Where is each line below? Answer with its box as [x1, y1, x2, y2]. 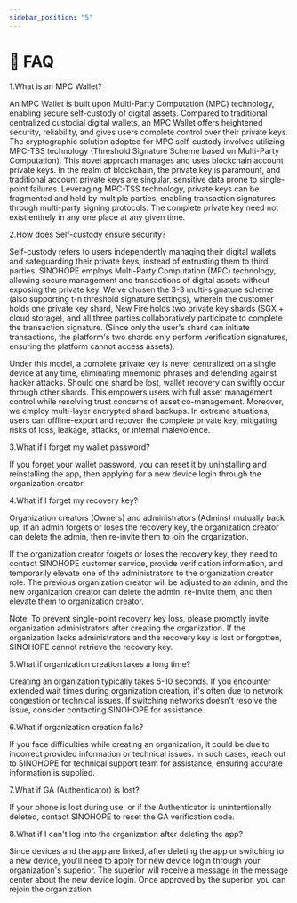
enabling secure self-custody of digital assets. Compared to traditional [9, 108, 268, 118]
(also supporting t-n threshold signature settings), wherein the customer [9, 293, 274, 304]
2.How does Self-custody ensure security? [9, 229, 166, 240]
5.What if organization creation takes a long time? [9, 658, 191, 669]
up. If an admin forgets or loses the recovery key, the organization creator [9, 522, 279, 533]
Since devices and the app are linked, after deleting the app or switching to [9, 845, 285, 856]
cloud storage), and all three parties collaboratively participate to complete [9, 313, 283, 323]
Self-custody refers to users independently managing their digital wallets [9, 246, 277, 256]
